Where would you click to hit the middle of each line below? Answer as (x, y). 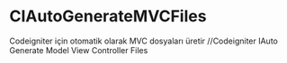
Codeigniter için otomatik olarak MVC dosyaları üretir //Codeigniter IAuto (144, 41)
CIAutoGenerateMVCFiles (108, 16)
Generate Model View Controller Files (79, 50)
